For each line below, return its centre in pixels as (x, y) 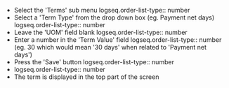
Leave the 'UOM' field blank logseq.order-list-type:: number (100, 32)
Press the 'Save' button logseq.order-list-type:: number (94, 62)
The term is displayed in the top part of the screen (86, 77)
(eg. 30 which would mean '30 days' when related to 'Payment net (110, 47)
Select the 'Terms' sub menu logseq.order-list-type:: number (102, 10)
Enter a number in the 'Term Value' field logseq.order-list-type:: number (118, 40)
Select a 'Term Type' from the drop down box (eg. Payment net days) (114, 17)
